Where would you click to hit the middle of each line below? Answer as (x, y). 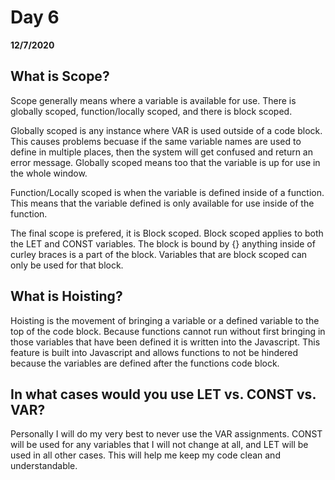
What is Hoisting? (66, 296)
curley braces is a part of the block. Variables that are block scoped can (159, 254)
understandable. (44, 466)
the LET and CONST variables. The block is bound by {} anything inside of (163, 243)
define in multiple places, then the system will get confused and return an (161, 152)
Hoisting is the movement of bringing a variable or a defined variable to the (165, 320)
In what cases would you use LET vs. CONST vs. (163, 394)
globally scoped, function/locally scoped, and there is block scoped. (151, 111)
